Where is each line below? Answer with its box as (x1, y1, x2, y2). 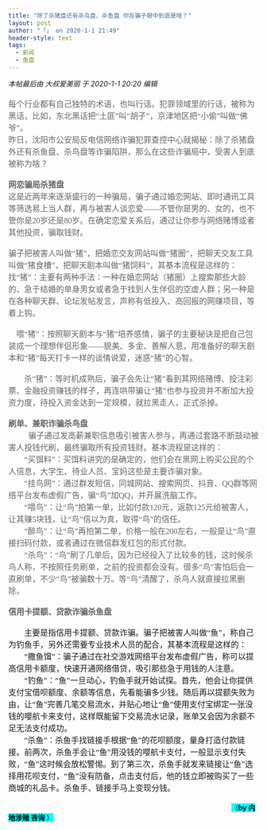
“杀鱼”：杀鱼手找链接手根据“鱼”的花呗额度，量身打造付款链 (24, 735, 246, 745)
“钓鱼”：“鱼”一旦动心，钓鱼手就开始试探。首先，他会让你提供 (24, 675, 253, 685)
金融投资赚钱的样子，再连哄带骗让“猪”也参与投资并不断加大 (24, 386, 246, 395)
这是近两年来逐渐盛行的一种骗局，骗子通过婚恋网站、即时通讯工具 (8, 192, 256, 202)
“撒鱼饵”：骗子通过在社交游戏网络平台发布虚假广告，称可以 (24, 652, 246, 661)
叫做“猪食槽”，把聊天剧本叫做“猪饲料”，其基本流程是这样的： (8, 260, 238, 270)
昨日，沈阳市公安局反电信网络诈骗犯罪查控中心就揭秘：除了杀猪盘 (8, 135, 256, 144)
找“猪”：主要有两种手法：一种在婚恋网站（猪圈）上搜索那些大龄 (8, 272, 246, 282)
